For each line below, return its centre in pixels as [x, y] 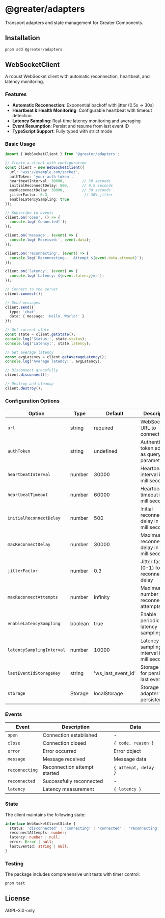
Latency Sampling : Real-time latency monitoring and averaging [76, 121]
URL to [148, 428]
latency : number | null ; [35, 838]
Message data [130, 759]
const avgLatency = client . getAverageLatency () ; [56, 357]
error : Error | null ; [32, 842]
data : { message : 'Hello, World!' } [47, 316]
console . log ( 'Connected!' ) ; [38, 222]
